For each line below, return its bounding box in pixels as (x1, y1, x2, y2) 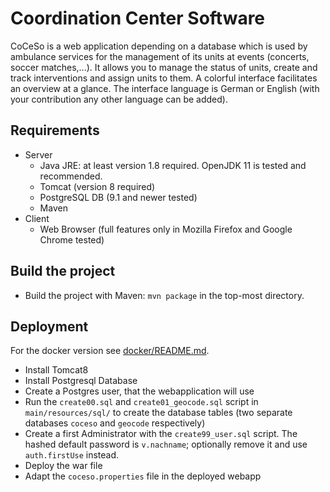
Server (24, 148, 53, 161)
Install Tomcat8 (24, 364, 89, 376)
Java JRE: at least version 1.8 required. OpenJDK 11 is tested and (39, 159, 307, 171)
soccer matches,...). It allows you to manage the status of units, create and (10, 61, 318, 73)
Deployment (10, 318, 89, 335)
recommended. (39, 170, 103, 182)
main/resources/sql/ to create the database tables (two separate (24, 407, 293, 419)
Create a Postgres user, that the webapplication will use (24, 385, 255, 397)
